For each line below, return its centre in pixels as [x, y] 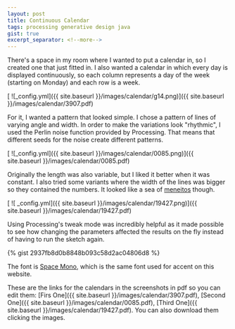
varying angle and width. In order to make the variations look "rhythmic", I [114, 125]
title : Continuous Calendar [49, 20]
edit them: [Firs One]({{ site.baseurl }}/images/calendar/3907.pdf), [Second [116, 295]
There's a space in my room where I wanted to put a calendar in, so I [107, 60]
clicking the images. [36, 318]
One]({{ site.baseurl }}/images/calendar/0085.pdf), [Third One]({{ [102, 303]
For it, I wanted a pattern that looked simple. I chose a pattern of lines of [112, 118]
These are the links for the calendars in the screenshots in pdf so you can [114, 288]
